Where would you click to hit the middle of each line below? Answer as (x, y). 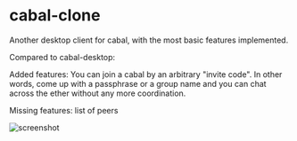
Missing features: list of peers (64, 110)
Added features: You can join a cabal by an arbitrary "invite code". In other (146, 74)
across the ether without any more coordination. (98, 93)
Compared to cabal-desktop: (62, 57)
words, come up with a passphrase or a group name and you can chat (138, 83)
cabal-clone (55, 16)
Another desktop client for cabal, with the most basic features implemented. (149, 40)
